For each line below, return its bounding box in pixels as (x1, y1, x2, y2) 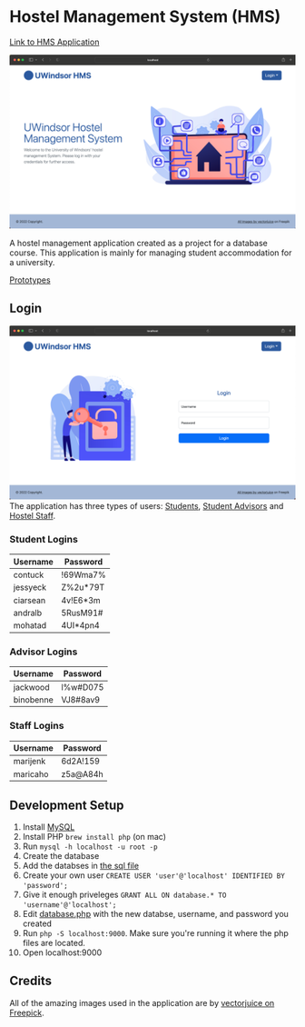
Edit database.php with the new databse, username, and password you (22, 908, 289, 919)
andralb (13, 607, 43, 618)
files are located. (22, 937, 86, 948)
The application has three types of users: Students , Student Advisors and (9, 501, 284, 512)
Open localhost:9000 (22, 947, 103, 958)
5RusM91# (61, 607, 103, 618)
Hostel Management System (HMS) (9, 6, 281, 27)
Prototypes (9, 274, 52, 285)
